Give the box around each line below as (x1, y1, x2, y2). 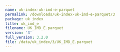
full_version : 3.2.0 (5, 35, 48, 40)
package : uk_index (5, 16, 43, 21)
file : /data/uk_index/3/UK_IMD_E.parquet (5, 40, 93, 45)
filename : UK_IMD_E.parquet (5, 26, 64, 31)
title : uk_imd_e (5, 21, 39, 26)
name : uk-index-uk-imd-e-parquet (5, 7, 75, 12)
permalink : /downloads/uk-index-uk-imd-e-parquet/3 (5, 12, 115, 17)
